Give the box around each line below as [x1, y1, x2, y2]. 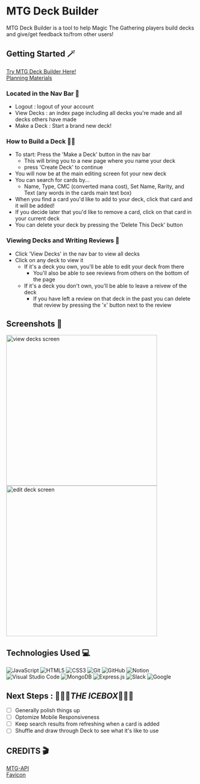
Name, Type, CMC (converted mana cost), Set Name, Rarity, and [23, 183, 185, 190]
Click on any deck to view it [14, 256, 84, 263]
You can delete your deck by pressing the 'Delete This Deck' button [14, 221, 183, 228]
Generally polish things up [14, 707, 80, 714]
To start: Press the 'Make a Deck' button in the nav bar [14, 151, 151, 158]
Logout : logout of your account [14, 103, 94, 110]
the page [33, 275, 55, 283]
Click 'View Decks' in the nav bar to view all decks [14, 250, 140, 257]
